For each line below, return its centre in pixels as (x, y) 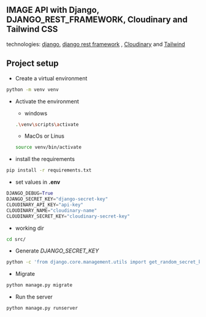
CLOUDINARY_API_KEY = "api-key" (45, 205)
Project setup (33, 64)
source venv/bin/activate (48, 147)
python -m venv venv (33, 89)
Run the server (34, 297)
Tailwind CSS (32, 29)
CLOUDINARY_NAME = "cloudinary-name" (52, 210)
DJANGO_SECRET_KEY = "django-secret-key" (57, 199)
